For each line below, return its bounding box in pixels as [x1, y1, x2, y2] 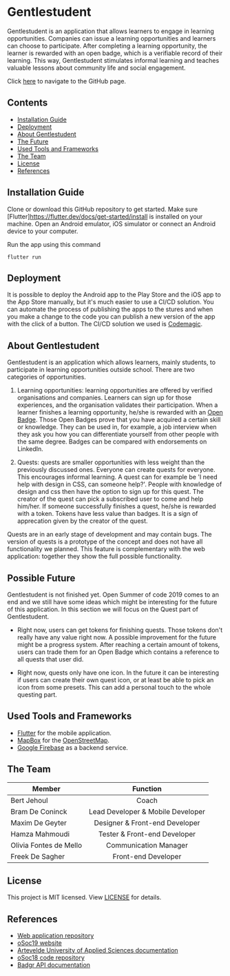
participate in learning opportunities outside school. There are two [7, 366, 195, 374]
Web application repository [17, 932, 94, 940]
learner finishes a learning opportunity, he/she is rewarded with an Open [17, 408, 224, 417]
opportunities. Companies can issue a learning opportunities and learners [7, 34, 216, 42]
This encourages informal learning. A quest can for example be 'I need [17, 473, 218, 481]
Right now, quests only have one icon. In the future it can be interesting [17, 668, 219, 677]
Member [32, 784, 61, 793]
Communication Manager [105, 840, 188, 850]
